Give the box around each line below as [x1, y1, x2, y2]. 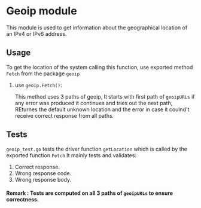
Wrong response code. [14, 169, 72, 177]
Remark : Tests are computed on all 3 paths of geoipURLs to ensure [6, 189, 173, 197]
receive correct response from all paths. [14, 112, 114, 119]
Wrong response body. [14, 176, 72, 183]
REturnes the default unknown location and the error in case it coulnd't [14, 106, 190, 113]
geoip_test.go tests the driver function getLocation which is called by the [6, 145, 187, 152]
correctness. [6, 196, 39, 203]
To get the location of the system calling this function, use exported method [6, 63, 193, 71]
